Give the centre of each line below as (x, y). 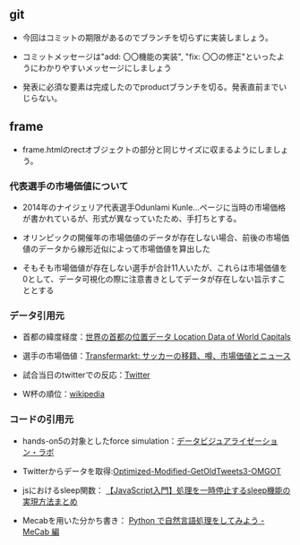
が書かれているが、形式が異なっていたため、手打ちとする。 (132, 218)
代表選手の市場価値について (69, 186)
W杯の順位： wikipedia (64, 394)
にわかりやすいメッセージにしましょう (101, 67)
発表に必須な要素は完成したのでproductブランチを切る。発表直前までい (154, 87)
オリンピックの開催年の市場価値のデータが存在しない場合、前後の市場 (152, 238)
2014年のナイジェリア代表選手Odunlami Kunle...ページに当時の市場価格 (154, 207)
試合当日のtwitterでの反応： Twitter (86, 375)
